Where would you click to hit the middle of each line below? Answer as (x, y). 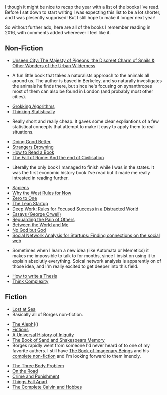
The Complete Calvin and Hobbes (47, 387)
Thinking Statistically (34, 111)
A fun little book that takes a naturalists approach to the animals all (81, 75)
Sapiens (21, 187)
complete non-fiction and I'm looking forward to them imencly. (77, 356)
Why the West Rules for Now (42, 193)
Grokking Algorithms (33, 106)
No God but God (29, 230)
